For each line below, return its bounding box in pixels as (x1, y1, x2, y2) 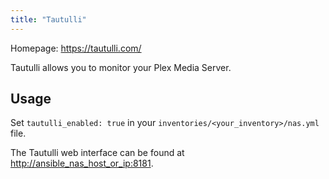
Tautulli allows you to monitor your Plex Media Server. (10, 61, 232, 73)
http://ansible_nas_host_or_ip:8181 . (10, 157, 154, 170)
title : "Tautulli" (10, 14, 87, 25)
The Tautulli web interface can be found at (10, 147, 185, 159)
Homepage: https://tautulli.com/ (10, 42, 142, 54)
